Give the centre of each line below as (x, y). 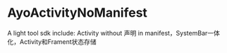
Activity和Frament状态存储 (58, 41)
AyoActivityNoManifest (78, 13)
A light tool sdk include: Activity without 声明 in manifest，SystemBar (108, 33)
